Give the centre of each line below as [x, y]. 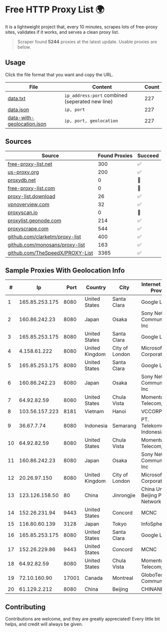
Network [151, 502]
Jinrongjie [124, 495]
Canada [93, 578]
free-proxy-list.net [30, 164]
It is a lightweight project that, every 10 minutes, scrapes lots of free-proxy [82, 27]
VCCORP [152, 412]
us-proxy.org [23, 172]
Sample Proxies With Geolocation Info [65, 270]
